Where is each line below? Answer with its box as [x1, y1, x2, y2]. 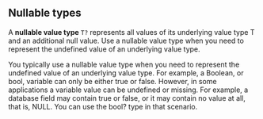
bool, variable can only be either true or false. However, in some [8, 76, 217, 86]
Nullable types [8, 6, 82, 20]
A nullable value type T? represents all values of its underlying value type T [8, 27, 255, 36]
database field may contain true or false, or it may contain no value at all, [8, 93, 246, 102]
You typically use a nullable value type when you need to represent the [8, 59, 240, 69]
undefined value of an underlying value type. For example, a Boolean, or [8, 67, 244, 78]
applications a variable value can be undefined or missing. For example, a [8, 85, 249, 94]
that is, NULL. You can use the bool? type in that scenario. [8, 102, 198, 111]
